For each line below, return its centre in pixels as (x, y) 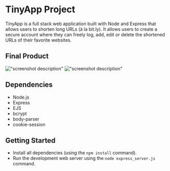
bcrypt (20, 113)
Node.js (21, 97)
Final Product (27, 56)
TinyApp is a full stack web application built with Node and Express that (81, 24)
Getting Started (30, 140)
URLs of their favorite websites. (38, 40)
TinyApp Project (40, 9)
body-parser (26, 119)
